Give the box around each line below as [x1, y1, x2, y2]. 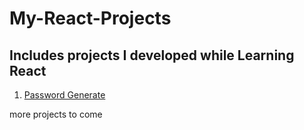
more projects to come [9, 108, 103, 120]
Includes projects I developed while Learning [9, 47, 295, 64]
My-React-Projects [9, 7, 172, 30]
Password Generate [23, 89, 106, 101]
